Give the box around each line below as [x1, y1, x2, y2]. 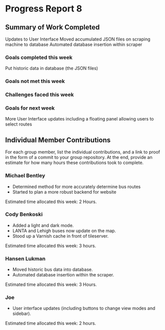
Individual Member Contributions [5, 135, 111, 144]
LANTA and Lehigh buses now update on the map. [12, 227, 116, 233]
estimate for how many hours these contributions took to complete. [5, 159, 144, 165]
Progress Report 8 [5, 3, 82, 14]
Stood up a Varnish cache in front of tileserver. [12, 233, 109, 239]
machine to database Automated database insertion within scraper [5, 41, 142, 47]
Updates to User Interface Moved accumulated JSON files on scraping [5, 36, 150, 42]
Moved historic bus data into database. [12, 266, 93, 272]
